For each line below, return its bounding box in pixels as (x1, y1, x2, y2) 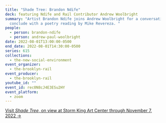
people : (5, 26, 21, 31)
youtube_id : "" (5, 80, 37, 85)
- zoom (9, 94, 23, 99)
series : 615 (5, 48, 30, 53)
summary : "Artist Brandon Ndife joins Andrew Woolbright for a (5, 16, 138, 21)
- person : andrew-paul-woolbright (9, 35, 81, 40)
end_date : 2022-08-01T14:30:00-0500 (5, 44, 81, 49)
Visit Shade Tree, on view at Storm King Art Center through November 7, (5, 108, 152, 114)
